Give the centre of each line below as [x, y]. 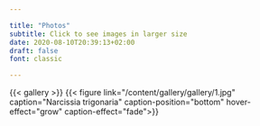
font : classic [36, 59]
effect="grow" [36, 112]
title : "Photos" [40, 25]
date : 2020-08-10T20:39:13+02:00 [72, 42]
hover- [238, 102]
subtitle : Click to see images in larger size [98, 34]
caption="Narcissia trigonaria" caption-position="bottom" [117, 102]
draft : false [34, 50]
